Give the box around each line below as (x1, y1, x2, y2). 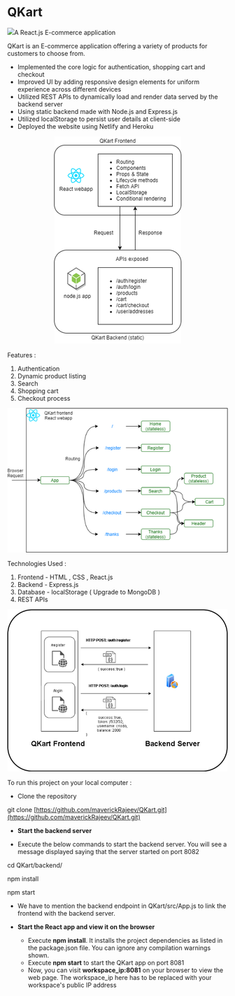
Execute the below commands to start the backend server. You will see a (17, 840, 227, 848)
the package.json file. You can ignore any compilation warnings (27, 944, 211, 952)
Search (17, 379, 38, 387)
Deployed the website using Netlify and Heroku (17, 122, 154, 130)
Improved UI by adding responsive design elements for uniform (17, 78, 200, 86)
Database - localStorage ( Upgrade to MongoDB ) (17, 588, 161, 596)
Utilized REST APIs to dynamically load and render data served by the (17, 92, 218, 101)
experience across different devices (17, 85, 122, 93)
